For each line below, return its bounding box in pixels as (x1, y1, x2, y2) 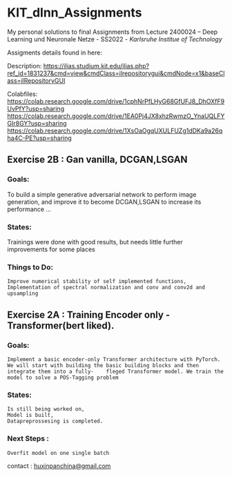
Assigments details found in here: (7, 48, 102, 57)
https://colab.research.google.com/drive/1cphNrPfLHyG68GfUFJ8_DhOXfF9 (7, 97, 225, 105)
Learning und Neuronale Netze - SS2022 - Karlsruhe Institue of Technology (7, 35, 222, 43)
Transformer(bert (7, 320, 85, 331)
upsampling (7, 290, 39, 298)
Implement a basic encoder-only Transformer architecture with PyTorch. (7, 356, 221, 363)
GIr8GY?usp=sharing (7, 119, 67, 127)
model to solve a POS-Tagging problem (7, 374, 119, 381)
